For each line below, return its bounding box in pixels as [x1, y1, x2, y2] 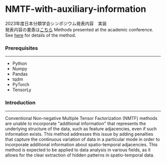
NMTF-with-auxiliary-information [5, 3, 147, 15]
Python [12, 60, 27, 66]
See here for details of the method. [5, 32, 77, 38]
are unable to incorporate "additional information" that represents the [5, 120, 146, 126]
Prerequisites [5, 45, 38, 52]
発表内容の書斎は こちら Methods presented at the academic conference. [5, 26, 154, 33]
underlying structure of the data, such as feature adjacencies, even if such [5, 125, 157, 132]
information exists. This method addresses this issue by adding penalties [5, 131, 154, 137]
